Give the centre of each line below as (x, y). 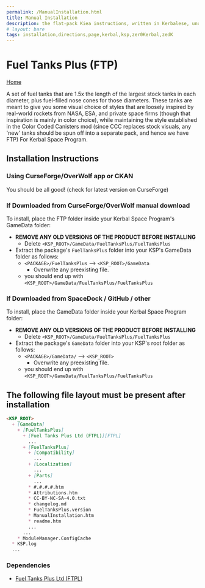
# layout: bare (26, 29)
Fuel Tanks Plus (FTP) (62, 65)
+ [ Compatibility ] (52, 453)
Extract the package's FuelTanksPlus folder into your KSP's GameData (103, 250)
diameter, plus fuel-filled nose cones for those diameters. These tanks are (99, 100)
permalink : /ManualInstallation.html (54, 12)
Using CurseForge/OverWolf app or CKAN (70, 176)
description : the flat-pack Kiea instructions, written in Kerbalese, (98, 23)
